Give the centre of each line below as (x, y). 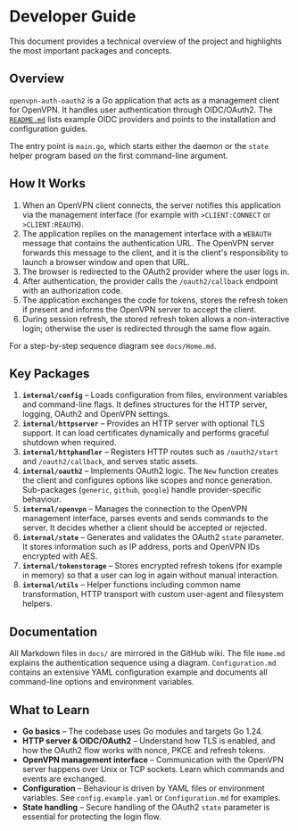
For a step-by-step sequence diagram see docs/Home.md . (113, 345)
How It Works (48, 183)
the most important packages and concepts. (91, 50)
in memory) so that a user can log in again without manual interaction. (150, 575)
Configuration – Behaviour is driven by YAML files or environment (143, 788)
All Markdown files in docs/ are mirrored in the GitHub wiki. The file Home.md (147, 653)
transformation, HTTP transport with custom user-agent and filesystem (153, 594)
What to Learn (50, 710)
